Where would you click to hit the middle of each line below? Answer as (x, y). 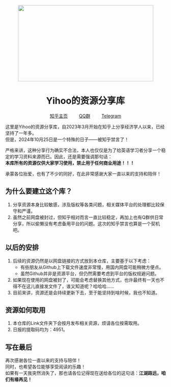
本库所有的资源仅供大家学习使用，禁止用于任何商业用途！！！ (70, 163)
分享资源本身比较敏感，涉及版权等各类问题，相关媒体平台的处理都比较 (86, 204)
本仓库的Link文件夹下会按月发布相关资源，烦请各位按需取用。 (77, 323)
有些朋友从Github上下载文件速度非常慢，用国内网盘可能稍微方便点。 (92, 267)
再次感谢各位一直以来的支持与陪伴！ (43, 361)
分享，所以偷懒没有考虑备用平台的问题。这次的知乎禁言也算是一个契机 (86, 223)
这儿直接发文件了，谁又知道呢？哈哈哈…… (70, 286)
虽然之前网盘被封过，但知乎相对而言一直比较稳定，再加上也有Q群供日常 (88, 217)
